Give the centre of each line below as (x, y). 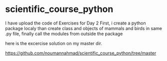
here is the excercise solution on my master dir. (54, 43)
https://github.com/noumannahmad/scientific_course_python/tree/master (81, 53)
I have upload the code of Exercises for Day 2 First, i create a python (76, 23)
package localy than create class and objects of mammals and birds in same (83, 28)
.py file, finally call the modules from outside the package (64, 33)
